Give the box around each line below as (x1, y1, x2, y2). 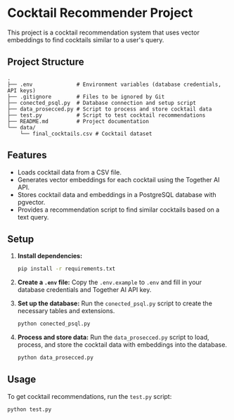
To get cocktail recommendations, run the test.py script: (7, 392, 172, 400)
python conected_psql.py (17, 320, 91, 328)
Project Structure (7, 56, 84, 68)
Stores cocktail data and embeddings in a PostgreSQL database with (17, 190, 216, 198)
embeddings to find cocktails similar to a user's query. (7, 35, 164, 44)
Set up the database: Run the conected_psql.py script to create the (17, 299, 213, 307)
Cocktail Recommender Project (7, 5, 193, 21)
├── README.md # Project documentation (7, 117, 150, 125)
